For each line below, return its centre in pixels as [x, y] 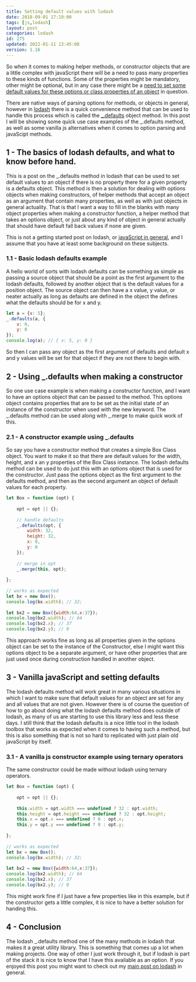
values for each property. [37, 487]
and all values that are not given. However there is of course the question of [97, 704]
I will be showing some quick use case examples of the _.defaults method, [96, 122]
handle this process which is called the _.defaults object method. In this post [98, 115]
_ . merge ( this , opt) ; [42, 569]
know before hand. [41, 162]
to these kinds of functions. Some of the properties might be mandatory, [93, 79]
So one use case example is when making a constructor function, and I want [98, 391]
